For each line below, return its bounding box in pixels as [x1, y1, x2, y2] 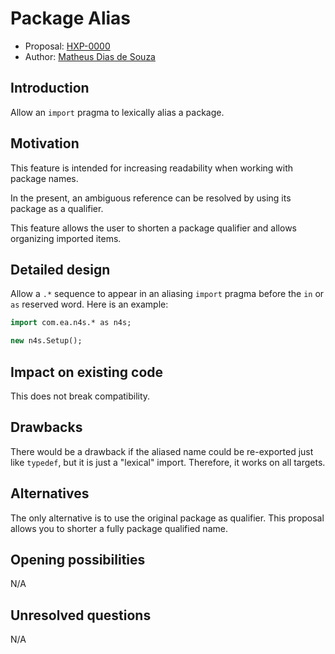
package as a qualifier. [10, 202, 104, 214]
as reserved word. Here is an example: [10, 298, 169, 311]
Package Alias [10, 7, 132, 30]
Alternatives [10, 485, 90, 502]
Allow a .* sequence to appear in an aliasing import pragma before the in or [10, 288, 325, 300]
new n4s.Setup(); [10, 336, 83, 346]
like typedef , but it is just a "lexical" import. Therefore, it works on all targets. [10, 456, 326, 468]
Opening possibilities [10, 551, 146, 568]
